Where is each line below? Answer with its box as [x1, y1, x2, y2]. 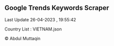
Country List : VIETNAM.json [4, 26, 62, 32]
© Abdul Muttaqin [4, 35, 41, 41]
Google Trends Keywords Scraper [4, 4, 109, 12]
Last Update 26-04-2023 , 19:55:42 [4, 16, 76, 22]
